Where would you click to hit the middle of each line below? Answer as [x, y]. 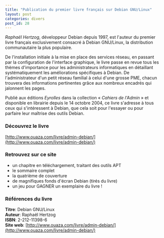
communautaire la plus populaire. [39, 48]
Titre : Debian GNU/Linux [30, 210]
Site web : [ [16, 225]
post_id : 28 [17, 23]
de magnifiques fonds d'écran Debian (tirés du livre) [65, 181]
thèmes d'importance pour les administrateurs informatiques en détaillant [79, 68]
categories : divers [25, 19]
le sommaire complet [33, 170]
